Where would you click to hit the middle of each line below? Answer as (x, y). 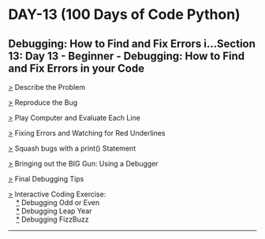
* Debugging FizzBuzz (52, 219)
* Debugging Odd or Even (58, 202)
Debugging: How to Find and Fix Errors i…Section (132, 44)
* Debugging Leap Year (54, 211)
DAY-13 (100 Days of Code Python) (124, 15)
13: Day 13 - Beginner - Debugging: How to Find (127, 56)
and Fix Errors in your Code (76, 68)
